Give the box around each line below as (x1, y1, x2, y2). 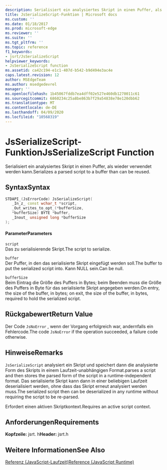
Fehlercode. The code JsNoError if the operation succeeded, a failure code (5, 329, 158, 335)
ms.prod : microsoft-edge (5, 26, 57, 31)
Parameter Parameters (5, 230, 52, 237)
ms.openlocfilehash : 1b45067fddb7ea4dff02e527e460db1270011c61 (5, 91, 140, 96)
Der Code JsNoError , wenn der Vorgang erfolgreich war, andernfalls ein (5, 323, 153, 329)
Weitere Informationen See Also (5, 445, 105, 454)
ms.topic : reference (5, 45, 48, 50)
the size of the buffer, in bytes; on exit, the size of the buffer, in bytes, (5, 290, 148, 296)
